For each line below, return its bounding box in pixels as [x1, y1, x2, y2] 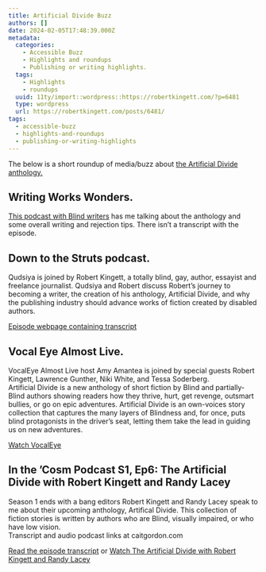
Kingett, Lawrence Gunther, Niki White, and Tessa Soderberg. [8, 374, 210, 384]
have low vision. [8, 522, 61, 531]
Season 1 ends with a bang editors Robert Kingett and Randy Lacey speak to [8, 497, 258, 506]
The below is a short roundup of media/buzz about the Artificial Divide [8, 159, 238, 168]
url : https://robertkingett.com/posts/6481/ [15, 108, 165, 116]
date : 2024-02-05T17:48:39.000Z [8, 26, 115, 34]
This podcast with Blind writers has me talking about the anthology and [8, 211, 241, 221]
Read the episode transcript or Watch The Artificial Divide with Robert [8, 546, 237, 555]
